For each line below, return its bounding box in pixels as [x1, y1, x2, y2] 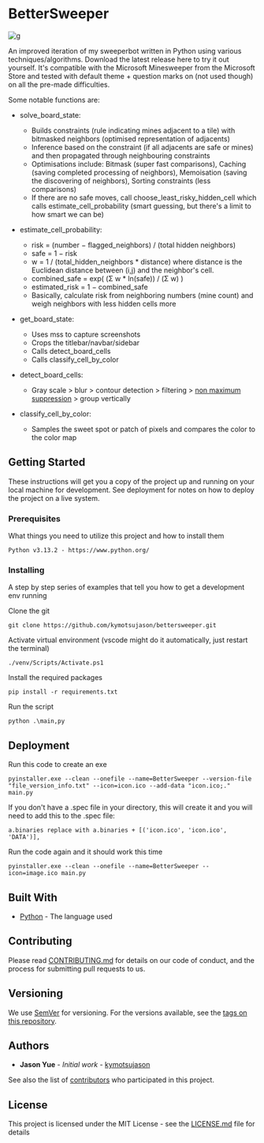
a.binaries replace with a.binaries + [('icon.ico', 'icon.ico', [8, 826, 227, 834]
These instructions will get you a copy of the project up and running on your [8, 476, 255, 486]
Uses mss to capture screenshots [31, 329, 141, 339]
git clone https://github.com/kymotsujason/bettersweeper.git [8, 622, 217, 630]
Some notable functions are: [8, 95, 100, 104]
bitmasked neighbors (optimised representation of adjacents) [31, 133, 230, 143]
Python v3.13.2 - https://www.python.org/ [8, 547, 150, 555]
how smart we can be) [31, 209, 105, 219]
